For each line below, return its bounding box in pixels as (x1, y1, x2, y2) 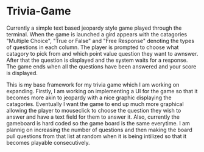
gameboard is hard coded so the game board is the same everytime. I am (6, 119, 191, 127)
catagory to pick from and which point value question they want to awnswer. (6, 50, 199, 57)
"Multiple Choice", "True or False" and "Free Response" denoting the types (6, 37, 195, 44)
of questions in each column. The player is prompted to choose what (6, 44, 179, 51)
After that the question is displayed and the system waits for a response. (6, 56, 188, 64)
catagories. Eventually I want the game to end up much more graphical (6, 100, 184, 107)
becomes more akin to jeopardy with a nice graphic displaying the (6, 94, 172, 101)
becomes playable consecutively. (6, 139, 90, 146)
